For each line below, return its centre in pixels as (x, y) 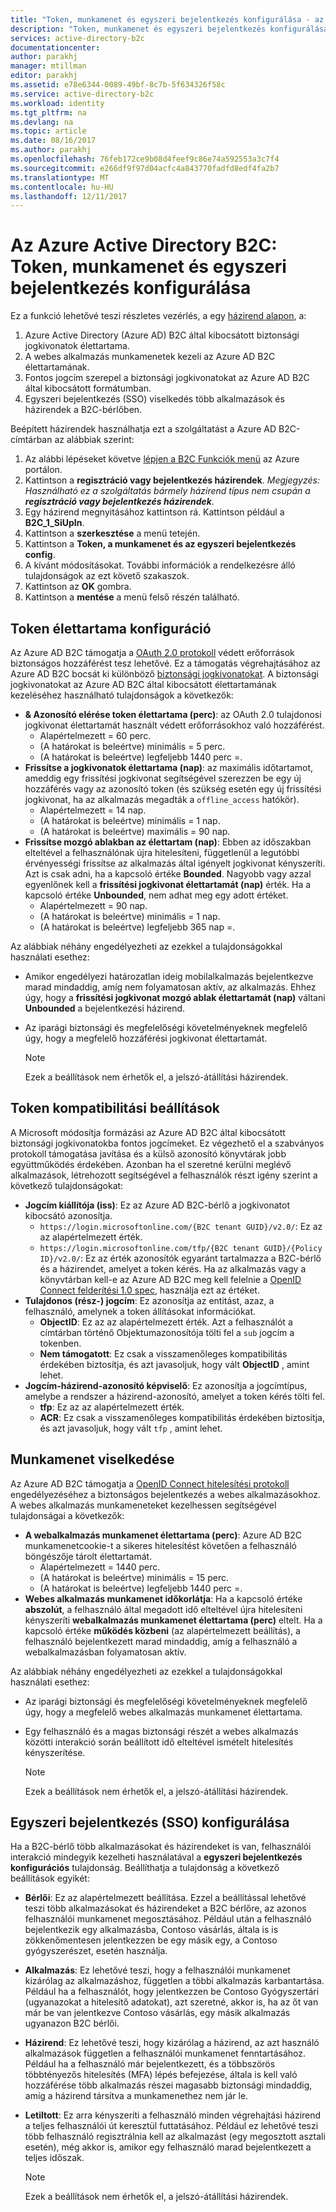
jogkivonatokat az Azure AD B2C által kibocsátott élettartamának (143, 684)
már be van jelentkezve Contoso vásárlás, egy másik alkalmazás (157, 2013)
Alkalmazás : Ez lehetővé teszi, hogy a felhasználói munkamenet (157, 1970)
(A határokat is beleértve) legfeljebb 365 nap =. (137, 927)
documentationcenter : (55, 47)
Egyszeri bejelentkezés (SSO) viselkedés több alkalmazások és (154, 399)
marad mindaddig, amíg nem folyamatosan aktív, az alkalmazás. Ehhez (170, 987)
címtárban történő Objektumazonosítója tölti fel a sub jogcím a (167, 1332)
